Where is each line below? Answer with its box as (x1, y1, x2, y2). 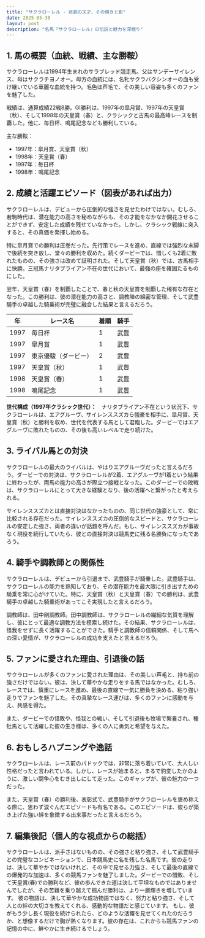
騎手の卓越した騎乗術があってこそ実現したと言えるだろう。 (6, 598, 156, 605)
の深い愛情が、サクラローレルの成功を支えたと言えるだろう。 (6, 634, 161, 641)
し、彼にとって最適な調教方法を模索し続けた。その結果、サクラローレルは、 (6, 618, 199, 626)
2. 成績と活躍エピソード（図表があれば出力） (6, 188, 177, 198)
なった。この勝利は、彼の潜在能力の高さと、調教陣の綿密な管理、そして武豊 (6, 293, 199, 300)
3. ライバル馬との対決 (6, 446, 88, 456)
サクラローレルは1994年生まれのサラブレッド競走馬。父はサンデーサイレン (6, 68, 196, 76)
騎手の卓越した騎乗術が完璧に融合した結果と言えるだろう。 (6, 300, 156, 308)
